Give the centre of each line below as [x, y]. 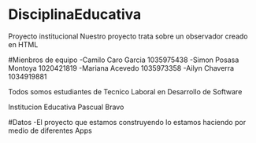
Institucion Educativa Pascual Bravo [66, 107]
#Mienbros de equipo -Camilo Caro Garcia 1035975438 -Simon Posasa [124, 60]
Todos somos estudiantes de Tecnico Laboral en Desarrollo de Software [125, 91]
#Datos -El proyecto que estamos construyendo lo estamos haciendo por [127, 122]
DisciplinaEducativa [75, 15]
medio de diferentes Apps [50, 130]
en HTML [23, 44]
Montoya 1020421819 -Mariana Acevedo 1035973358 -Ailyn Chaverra [121, 68]
